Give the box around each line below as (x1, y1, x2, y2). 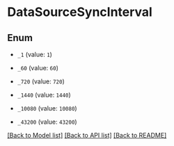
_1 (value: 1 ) (17, 50, 52, 58)
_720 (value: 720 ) (17, 77, 65, 86)
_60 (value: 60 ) (17, 64, 59, 72)
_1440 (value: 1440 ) (17, 91, 71, 99)
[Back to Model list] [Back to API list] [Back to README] (7, 131, 167, 139)
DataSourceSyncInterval (7, 4, 153, 20)
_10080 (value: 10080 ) (17, 104, 78, 112)
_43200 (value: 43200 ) (17, 117, 78, 126)
